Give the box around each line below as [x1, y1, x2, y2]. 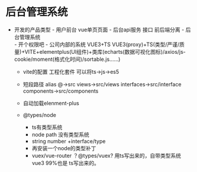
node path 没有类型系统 [31, 131, 90, 138]
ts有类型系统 [31, 124, 63, 131]
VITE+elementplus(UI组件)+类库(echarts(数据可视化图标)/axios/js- [24, 48, 186, 55]
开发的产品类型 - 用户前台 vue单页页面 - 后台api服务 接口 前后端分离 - [14, 26, 185, 33]
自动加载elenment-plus [22, 99, 79, 106]
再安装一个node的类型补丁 [31, 144, 96, 151]
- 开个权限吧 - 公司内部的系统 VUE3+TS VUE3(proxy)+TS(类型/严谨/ [14, 41, 180, 48]
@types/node [22, 111, 57, 118]
